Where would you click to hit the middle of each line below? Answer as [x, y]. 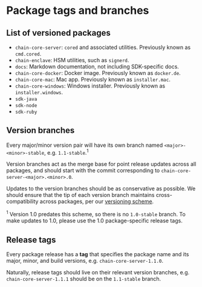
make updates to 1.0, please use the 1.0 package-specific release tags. [94, 221]
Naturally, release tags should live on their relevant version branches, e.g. [98, 272]
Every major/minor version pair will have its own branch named [85, 145]
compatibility [22, 202]
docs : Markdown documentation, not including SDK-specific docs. [97, 66]
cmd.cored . [28, 54]
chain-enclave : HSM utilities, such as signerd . [72, 60]
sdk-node [26, 106]
